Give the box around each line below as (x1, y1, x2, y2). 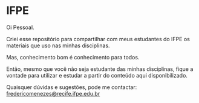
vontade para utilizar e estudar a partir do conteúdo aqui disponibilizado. (6, 71, 188, 79)
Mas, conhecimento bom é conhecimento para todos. (6, 53, 140, 61)
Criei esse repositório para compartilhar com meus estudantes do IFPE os (6, 35, 191, 42)
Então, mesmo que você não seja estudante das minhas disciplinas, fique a (6, 65, 194, 73)
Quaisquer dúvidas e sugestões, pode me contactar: (6, 83, 137, 91)
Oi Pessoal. (6, 24, 34, 31)
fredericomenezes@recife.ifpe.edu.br (6, 90, 100, 97)
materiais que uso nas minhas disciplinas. (6, 42, 110, 49)
